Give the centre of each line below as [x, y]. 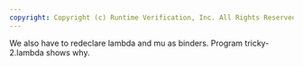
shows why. [68, 52]
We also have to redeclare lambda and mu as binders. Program [126, 43]
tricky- [257, 43]
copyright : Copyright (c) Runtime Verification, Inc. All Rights [134, 17]
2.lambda [27, 52]
